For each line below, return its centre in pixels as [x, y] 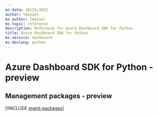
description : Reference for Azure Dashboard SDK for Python [69, 28]
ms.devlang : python [25, 42]
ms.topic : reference [27, 24]
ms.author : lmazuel [25, 19]
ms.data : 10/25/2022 [27, 10]
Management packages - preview [59, 96]
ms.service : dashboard [29, 38]
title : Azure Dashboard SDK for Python [47, 33]
